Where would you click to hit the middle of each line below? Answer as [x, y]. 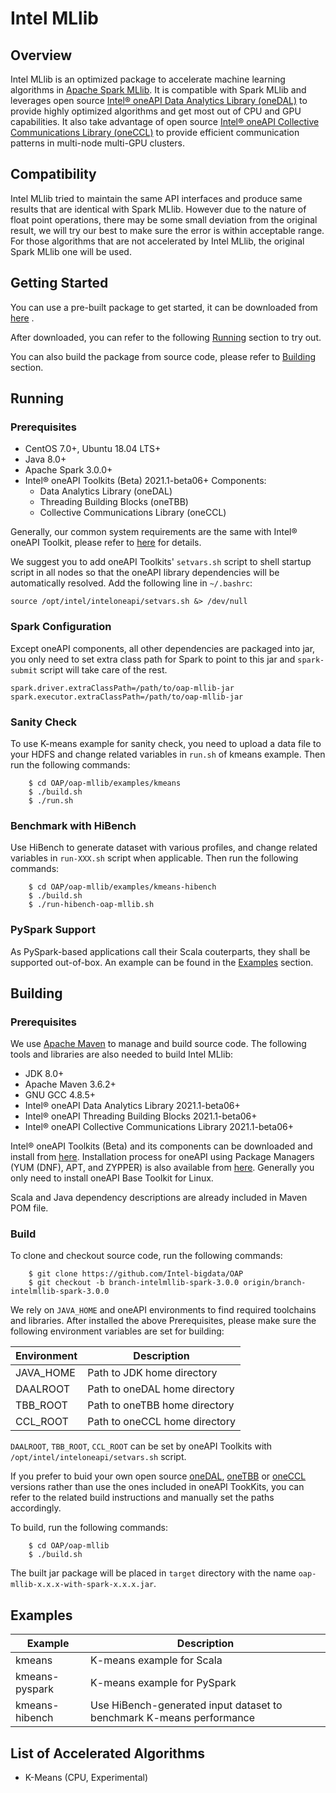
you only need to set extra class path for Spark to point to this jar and [153, 659]
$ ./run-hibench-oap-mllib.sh [91, 905]
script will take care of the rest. [103, 669]
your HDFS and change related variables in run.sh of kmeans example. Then [168, 754]
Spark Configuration [61, 627]
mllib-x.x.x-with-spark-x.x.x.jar [82, 1585]
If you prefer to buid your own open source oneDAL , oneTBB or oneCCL [158, 1476]
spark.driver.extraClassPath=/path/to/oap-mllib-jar [122, 688]
